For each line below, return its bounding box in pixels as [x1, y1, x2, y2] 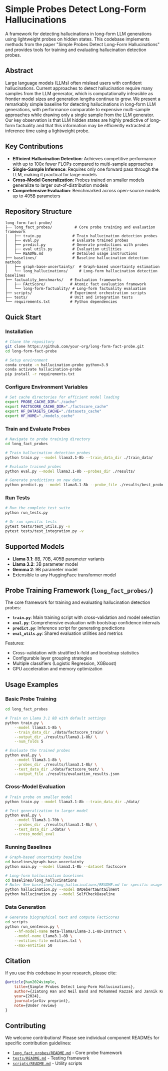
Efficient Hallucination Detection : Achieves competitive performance [12, 155, 156, 161]
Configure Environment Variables [5, 384, 88, 391]
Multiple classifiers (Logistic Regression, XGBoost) [12, 660, 116, 666]
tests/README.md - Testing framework [12, 1055, 90, 1061]
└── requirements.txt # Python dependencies [5, 299, 117, 304]
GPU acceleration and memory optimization [12, 666, 102, 672]
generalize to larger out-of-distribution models [12, 182, 108, 188]
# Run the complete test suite [5, 506, 70, 511]
